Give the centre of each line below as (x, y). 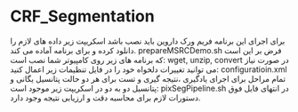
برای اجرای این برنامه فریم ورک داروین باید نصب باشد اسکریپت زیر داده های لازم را (148, 41)
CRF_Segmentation (82, 16)
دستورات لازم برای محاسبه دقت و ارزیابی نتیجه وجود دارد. (105, 97)
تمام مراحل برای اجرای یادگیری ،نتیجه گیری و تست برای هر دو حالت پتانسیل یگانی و (148, 78)
